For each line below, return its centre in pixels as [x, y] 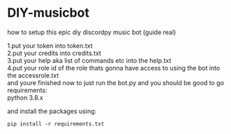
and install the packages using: [52, 111]
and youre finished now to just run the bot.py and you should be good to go [116, 82]
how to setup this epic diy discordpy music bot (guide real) [92, 32]
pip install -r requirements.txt [56, 124]
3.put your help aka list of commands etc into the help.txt [89, 60]
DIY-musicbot [48, 13]
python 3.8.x [25, 97]
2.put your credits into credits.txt [54, 53]
